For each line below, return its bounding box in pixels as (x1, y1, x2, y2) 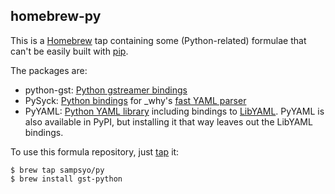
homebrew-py (10, 8, 102, 25)
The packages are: (10, 64, 88, 76)
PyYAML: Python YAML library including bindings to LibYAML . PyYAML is (24, 105, 325, 117)
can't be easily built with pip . (10, 45, 129, 57)
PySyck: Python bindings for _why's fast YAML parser (24, 94, 247, 106)
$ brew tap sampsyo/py (10, 165, 105, 175)
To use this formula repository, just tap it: (10, 145, 180, 158)
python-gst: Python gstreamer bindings (24, 84, 188, 96)
